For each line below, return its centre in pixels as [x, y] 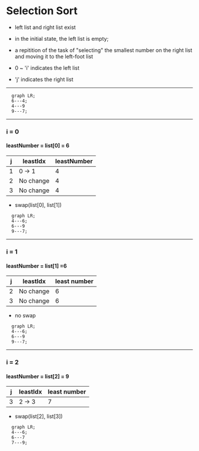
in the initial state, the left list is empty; [62, 38]
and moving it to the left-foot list [54, 56]
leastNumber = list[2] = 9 [38, 376]
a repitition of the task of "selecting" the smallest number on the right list [103, 50]
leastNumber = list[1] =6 [36, 266]
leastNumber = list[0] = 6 [38, 145]
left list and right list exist [45, 27]
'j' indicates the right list [44, 79]
